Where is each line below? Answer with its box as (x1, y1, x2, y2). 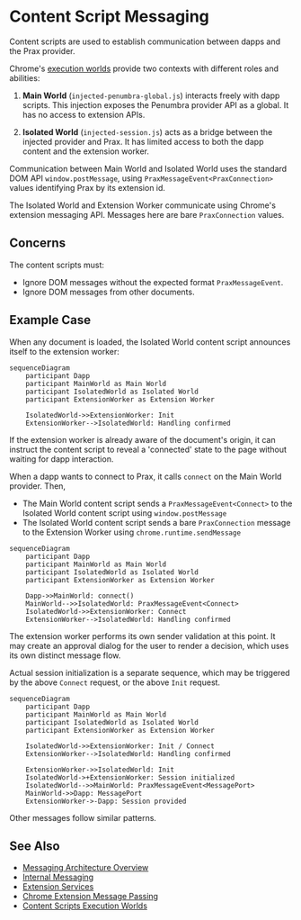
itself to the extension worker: (9, 346, 120, 356)
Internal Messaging (22, 871, 94, 883)
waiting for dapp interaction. (9, 453, 114, 465)
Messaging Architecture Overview (22, 862, 149, 873)
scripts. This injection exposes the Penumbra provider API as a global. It (22, 99, 289, 110)
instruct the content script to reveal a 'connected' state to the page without (9, 444, 288, 455)
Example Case (9, 312, 92, 328)
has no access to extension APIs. (22, 109, 146, 120)
